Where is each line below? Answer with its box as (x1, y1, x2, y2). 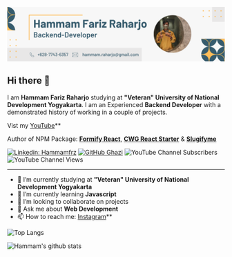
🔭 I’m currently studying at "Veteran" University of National (17, 175, 189, 183)
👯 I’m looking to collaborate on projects (17, 197, 129, 205)
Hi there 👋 (7, 75, 50, 86)
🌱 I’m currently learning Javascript (17, 190, 117, 198)
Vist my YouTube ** (7, 121, 61, 129)
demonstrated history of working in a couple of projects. (7, 108, 168, 116)
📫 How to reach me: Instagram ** (17, 212, 113, 220)
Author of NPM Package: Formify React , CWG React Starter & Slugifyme (7, 135, 217, 143)
